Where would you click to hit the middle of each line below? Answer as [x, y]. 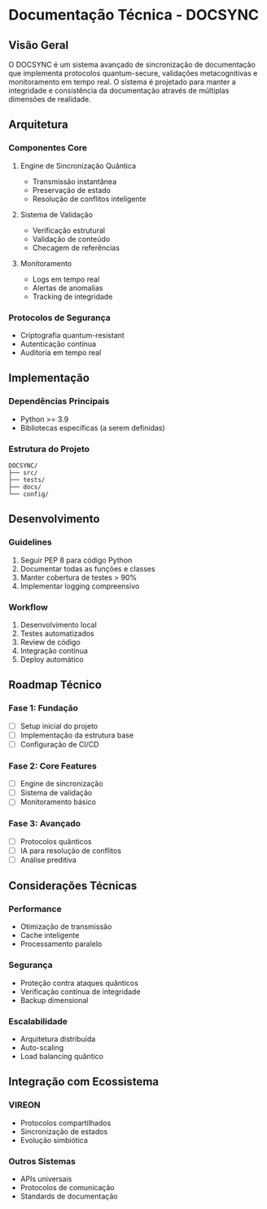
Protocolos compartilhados [66, 1123]
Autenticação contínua [58, 344]
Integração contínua [54, 650]
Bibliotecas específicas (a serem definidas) [92, 427]
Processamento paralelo [61, 944]
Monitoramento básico [58, 802]
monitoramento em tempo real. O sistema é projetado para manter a [122, 82]
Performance [35, 909]
